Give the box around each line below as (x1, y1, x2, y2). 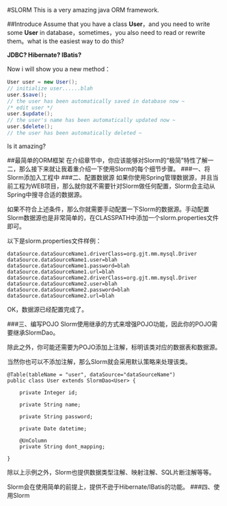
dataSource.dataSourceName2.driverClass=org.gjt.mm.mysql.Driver (7, 274, 197, 281)
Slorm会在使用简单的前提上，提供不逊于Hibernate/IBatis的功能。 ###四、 (7, 483, 214, 491)
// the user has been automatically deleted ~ (7, 130, 142, 136)
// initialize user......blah (7, 85, 94, 92)
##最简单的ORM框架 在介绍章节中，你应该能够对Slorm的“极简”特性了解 (7, 156, 208, 164)
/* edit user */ (7, 104, 53, 111)
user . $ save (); (7, 91, 48, 98)
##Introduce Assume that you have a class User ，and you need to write (7, 20, 211, 28)
